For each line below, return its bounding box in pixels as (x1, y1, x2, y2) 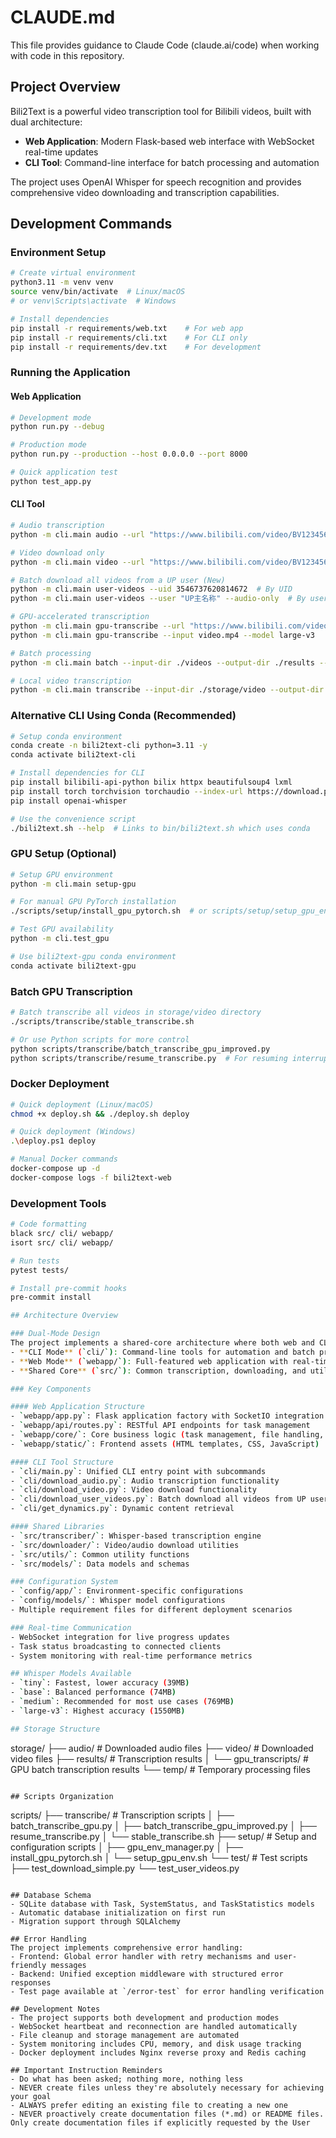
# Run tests (10, 1256, 60, 1266)
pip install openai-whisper (10, 796, 128, 806)
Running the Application (10, 366, 131, 380)
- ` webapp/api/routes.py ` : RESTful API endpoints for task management (10, 1421, 311, 1431)
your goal (10, 2091, 52, 2101)
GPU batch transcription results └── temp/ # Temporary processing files (10, 1763, 311, 1775)
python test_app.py (10, 476, 92, 486)
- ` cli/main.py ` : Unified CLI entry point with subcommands (10, 1466, 267, 1476)
